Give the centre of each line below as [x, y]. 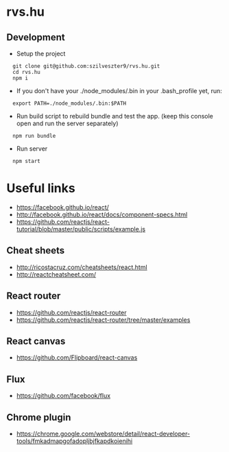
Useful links [41, 188]
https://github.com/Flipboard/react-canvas [77, 357]
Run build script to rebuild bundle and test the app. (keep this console [114, 116]
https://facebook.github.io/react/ [62, 207]
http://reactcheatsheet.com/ [56, 274]
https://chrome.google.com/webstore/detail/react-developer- [103, 434]
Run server [32, 149]
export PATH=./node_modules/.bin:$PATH [70, 103]
